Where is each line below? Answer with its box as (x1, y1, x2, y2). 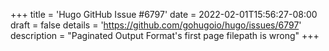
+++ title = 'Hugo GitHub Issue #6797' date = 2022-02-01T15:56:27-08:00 (10, 9, 318, 20)
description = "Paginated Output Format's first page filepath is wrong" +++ (10, 30, 320, 41)
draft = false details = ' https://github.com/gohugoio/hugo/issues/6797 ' (10, 19, 302, 31)
